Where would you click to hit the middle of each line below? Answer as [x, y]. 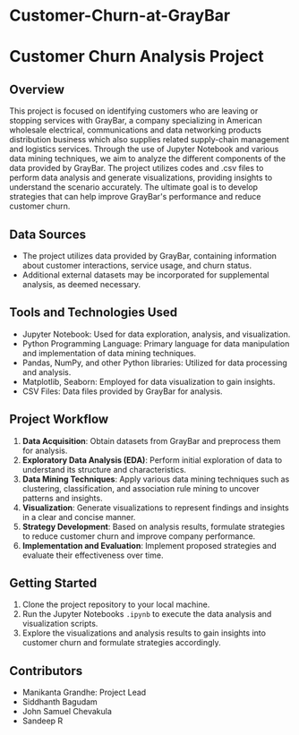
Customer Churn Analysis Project [137, 57]
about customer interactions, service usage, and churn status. [137, 265]
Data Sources [48, 234]
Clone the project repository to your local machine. [116, 604]
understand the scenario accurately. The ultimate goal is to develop [133, 187]
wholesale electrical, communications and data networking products [136, 130]
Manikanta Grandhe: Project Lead [84, 692]
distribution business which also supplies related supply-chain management [149, 140]
